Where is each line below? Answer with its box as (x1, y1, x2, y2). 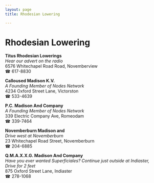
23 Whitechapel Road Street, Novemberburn (5, 138, 95, 144)
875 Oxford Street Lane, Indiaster (5, 168, 72, 174)
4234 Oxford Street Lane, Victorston (5, 88, 79, 94)
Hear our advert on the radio (5, 58, 63, 64)
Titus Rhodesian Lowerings (5, 53, 62, 59)
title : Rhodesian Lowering (5, 12, 60, 17)
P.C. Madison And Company (5, 103, 64, 109)
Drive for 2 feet (5, 163, 36, 169)
